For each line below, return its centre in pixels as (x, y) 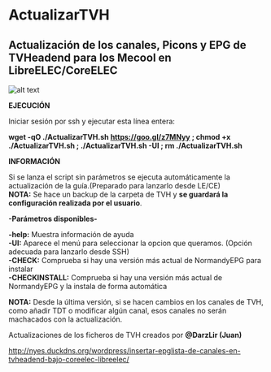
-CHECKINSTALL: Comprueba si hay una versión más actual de (115, 277)
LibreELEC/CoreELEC (63, 70)
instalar (21, 269)
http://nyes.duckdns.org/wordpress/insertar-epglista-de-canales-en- (125, 350)
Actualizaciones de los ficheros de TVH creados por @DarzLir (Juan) (125, 335)
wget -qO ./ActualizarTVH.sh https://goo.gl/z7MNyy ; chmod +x (120, 137)
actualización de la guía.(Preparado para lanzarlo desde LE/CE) (115, 186)
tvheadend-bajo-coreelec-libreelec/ (69, 359)
